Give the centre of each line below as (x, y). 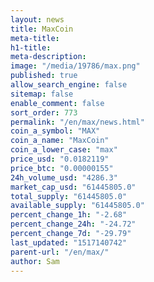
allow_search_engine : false (69, 85)
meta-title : (35, 38)
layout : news (37, 19)
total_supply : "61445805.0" (69, 196)
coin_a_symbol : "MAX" (55, 131)
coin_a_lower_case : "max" (64, 150)
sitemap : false (42, 94)
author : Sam (35, 261)
